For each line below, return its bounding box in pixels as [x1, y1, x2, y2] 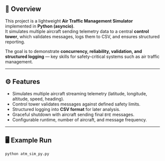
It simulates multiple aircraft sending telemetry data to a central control [5, 28, 149, 34]
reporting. [5, 39, 26, 45]
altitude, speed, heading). [12, 96, 65, 102]
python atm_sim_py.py [5, 152, 50, 157]
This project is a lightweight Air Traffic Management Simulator [5, 18, 133, 24]
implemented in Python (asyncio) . [5, 23, 75, 29]
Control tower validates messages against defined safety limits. [12, 101, 141, 107]
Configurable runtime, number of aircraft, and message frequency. [12, 116, 147, 123]
